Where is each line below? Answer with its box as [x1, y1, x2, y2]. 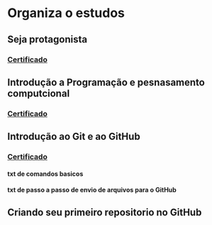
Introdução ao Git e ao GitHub [7, 131, 140, 143]
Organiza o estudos [7, 5, 125, 21]
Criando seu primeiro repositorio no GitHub [7, 206, 202, 218]
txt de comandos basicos [7, 169, 84, 178]
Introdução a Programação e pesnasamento [7, 76, 206, 88]
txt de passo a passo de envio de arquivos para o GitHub [7, 186, 177, 194]
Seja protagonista [7, 33, 87, 45]
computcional [7, 87, 70, 99]
